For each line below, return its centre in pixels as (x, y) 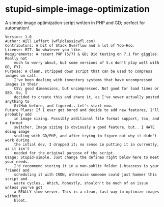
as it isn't (17, 148)
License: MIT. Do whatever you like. (44, 50)
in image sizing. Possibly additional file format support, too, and (87, 118)
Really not (16, 58)
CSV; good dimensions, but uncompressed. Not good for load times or (87, 89)
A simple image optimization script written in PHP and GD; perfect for (75, 23)
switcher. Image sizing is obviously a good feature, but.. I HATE (84, 127)
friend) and (17, 170)
